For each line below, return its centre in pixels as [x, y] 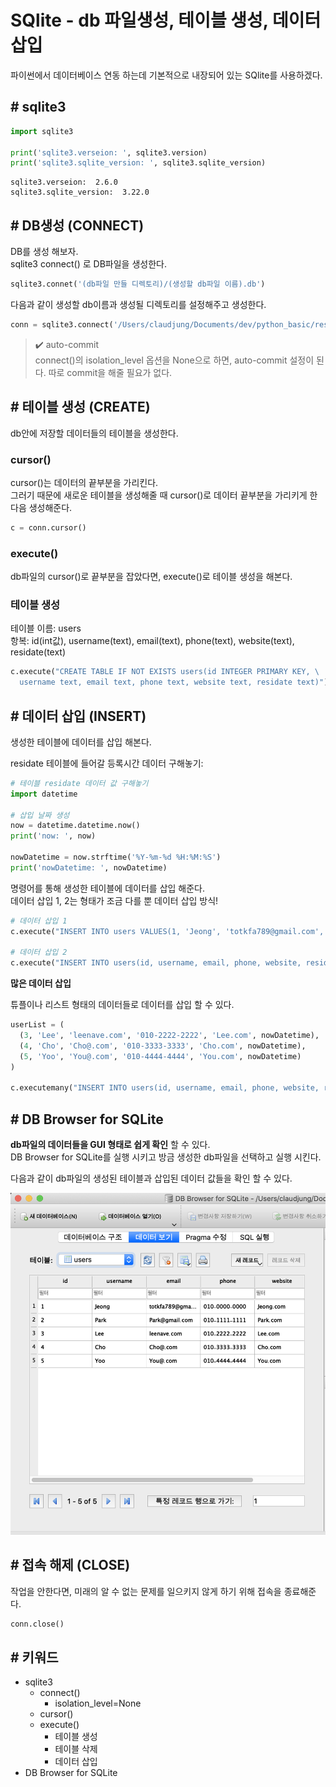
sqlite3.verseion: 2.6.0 [64, 182]
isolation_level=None [98, 1703]
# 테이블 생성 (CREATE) [80, 407]
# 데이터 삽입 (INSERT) [78, 716]
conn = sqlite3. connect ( [62, 324]
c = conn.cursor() [48, 527]
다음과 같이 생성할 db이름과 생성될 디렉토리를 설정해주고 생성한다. [138, 304]
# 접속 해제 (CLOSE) [70, 1565]
